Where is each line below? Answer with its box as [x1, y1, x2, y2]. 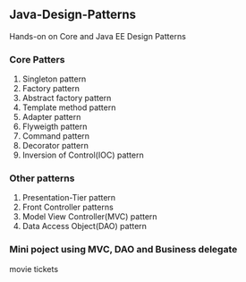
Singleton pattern [21, 73, 87, 84]
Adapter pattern [21, 112, 81, 123]
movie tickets [9, 263, 59, 274]
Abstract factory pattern [21, 93, 112, 104]
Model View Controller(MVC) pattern [21, 211, 158, 222]
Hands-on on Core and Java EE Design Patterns [9, 30, 186, 41]
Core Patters [9, 53, 65, 65]
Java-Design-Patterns [9, 7, 137, 22]
